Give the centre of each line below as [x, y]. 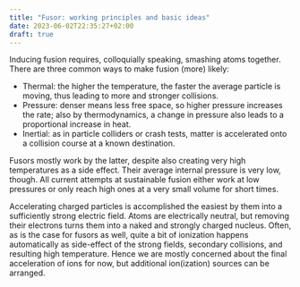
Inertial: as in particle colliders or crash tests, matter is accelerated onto [154, 134]
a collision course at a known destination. [99, 143]
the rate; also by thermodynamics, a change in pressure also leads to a [153, 115]
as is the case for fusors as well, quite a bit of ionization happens [129, 235]
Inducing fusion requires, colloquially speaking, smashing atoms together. [145, 60]
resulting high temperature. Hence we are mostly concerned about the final [148, 254]
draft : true [31, 34]
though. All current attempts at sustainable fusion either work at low [134, 180]
